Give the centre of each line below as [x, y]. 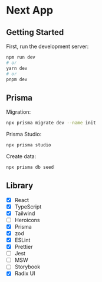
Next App [30, 10]
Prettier [24, 247]
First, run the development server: [47, 46]
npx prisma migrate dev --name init [51, 123]
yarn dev [17, 68]
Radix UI [25, 274]
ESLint [22, 240]
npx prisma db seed [30, 167]
